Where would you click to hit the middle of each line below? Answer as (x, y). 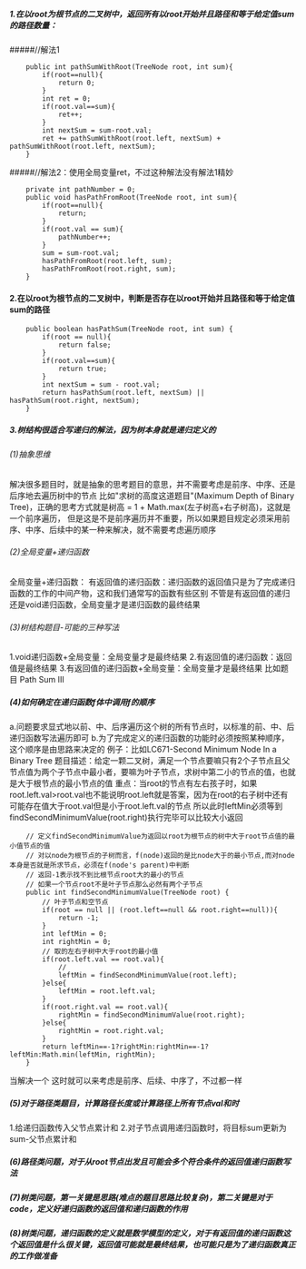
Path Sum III (42, 680)
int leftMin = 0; (74, 934)
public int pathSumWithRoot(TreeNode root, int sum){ (129, 67)
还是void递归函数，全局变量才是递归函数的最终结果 (105, 605)
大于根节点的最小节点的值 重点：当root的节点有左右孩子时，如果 (137, 783)
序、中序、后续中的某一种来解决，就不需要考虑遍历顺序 (113, 529)
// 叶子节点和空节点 (75, 902)
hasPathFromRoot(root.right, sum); (109, 269)
